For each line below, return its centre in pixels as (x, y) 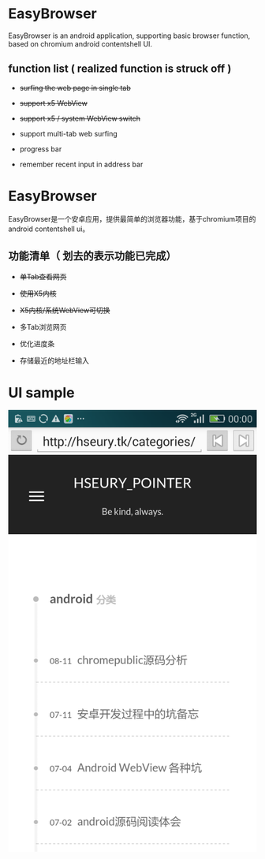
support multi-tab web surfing (69, 133)
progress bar (41, 149)
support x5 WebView (54, 103)
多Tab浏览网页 (43, 327)
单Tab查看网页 (43, 276)
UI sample (41, 392)
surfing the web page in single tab (75, 88)
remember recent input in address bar (81, 164)
